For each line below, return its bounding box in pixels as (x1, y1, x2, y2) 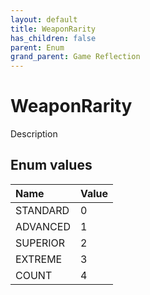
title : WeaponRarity (10, 24, 97, 34)
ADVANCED (15, 219, 71, 233)
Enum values (10, 157, 93, 174)
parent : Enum (10, 42, 65, 53)
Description (10, 128, 58, 140)
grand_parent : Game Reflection (10, 52, 141, 62)
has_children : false (10, 33, 97, 43)
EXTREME (15, 252, 63, 266)
